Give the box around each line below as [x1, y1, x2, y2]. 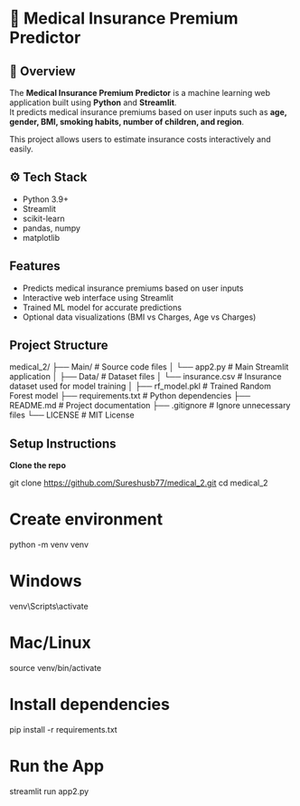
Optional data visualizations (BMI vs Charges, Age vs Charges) [22, 312, 257, 322]
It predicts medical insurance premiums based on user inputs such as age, [9, 107, 287, 117]
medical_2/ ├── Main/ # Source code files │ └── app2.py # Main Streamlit [9, 361, 289, 372]
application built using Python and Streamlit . [9, 97, 177, 108]
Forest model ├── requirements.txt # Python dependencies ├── [9, 390, 251, 401]
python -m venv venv [9, 539, 89, 551]
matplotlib [22, 232, 61, 243]
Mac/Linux [9, 633, 92, 653]
